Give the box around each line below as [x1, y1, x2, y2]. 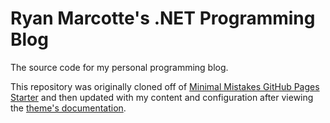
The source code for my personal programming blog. [10, 61, 229, 73]
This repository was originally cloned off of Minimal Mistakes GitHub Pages [10, 80, 320, 92]
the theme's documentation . [10, 102, 127, 114]
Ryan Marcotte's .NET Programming [10, 7, 316, 30]
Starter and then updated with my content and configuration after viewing [10, 91, 314, 103]
